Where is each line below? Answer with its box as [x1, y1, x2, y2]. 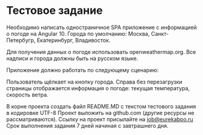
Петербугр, [6, 36, 36, 44]
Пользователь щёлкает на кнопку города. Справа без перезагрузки [6, 78, 183, 85]
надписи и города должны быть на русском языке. [6, 54, 138, 62]
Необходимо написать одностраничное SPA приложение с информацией [6, 24, 197, 31]
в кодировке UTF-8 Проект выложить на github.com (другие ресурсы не [6, 109, 195, 116]
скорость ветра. [6, 91, 48, 98]
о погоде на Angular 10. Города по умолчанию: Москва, [6, 30, 150, 37]
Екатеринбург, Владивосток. [36, 36, 111, 44]
